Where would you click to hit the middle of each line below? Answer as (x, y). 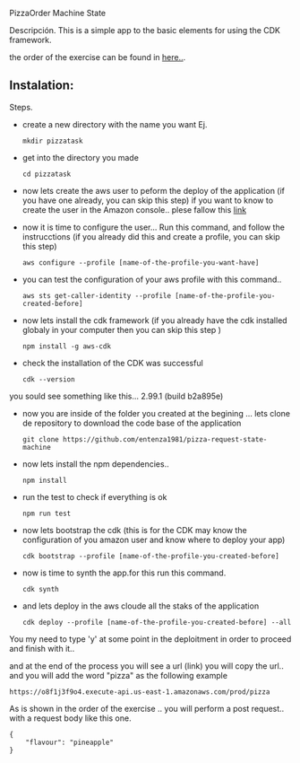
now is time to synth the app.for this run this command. (124, 573)
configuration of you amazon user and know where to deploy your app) (154, 539)
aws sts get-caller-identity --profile (97, 295)
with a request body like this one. (70, 718)
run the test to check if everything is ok (94, 496)
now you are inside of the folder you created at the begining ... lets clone (156, 413)
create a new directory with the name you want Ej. (115, 124)
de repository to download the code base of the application (132, 423)
